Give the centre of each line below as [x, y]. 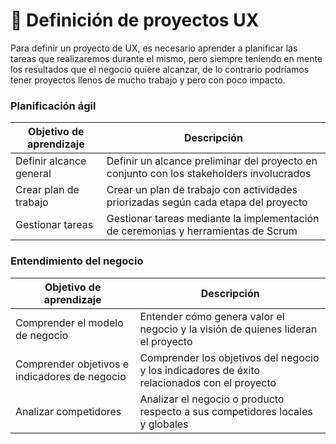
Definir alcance [51, 161]
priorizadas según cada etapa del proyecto [207, 202]
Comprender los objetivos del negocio [229, 357]
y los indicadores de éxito [200, 370]
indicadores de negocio [71, 376]
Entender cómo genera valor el [212, 316]
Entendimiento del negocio [77, 261]
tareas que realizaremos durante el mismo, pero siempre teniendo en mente [166, 58]
